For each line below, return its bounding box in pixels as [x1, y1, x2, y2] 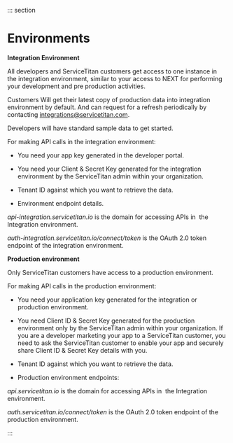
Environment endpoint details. [17, 199, 104, 207]
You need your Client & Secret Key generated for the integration [17, 164, 202, 173]
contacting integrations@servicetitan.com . [7, 110, 130, 118]
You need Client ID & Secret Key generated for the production [17, 316, 195, 325]
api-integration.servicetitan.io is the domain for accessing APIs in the [7, 213, 209, 221]
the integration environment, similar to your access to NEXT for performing [7, 74, 223, 83]
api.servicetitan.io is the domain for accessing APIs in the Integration [7, 386, 208, 395]
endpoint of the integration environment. [7, 241, 124, 249]
